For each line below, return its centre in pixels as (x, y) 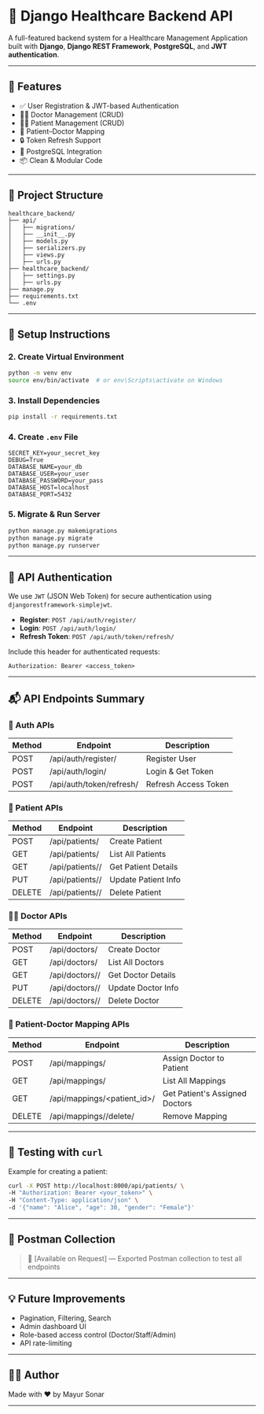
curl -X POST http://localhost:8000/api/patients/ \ (96, 1186)
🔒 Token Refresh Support (60, 140)
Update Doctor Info (143, 988)
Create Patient (136, 841)
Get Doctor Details (142, 975)
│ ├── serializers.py (47, 248)
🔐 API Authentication (60, 577)
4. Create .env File (43, 437)
